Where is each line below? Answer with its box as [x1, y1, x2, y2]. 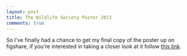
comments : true [6, 20, 45, 26]
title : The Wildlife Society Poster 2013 [6, 14, 112, 20]
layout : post [6, 8, 39, 15]
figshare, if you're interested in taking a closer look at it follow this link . [6, 43, 182, 50]
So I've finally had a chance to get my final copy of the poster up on [6, 37, 175, 44]
